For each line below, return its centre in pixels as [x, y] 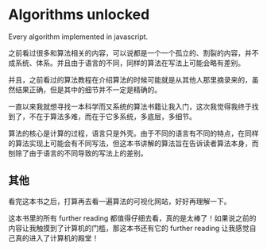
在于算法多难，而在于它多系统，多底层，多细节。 [116, 116]
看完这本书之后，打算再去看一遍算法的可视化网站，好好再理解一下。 [120, 201]
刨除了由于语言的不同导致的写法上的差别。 [78, 153]
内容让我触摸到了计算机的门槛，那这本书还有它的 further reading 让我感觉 [129, 228]
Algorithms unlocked [79, 15]
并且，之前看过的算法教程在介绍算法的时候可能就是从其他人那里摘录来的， [130, 79]
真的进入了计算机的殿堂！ [57, 238]
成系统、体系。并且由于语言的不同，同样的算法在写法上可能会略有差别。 [126, 63]
